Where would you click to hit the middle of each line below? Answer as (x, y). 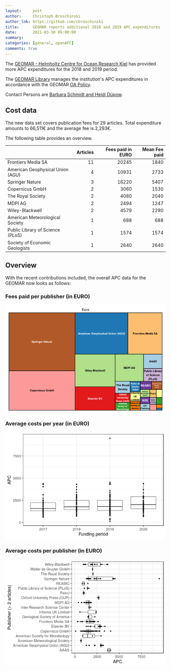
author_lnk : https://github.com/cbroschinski (54, 21)
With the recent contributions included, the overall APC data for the (76, 277)
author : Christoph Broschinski (43, 16)
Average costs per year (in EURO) (48, 424)
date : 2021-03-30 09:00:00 (41, 32)
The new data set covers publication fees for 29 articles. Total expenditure (83, 123)
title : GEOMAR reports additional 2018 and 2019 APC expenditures (83, 27)
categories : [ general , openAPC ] (39, 43)
